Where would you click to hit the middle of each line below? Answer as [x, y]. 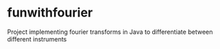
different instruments [37, 39]
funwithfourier [50, 13]
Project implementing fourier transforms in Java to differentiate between [110, 32]
